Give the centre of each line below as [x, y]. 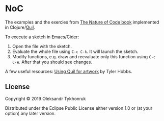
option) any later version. [30, 113]
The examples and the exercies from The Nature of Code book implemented [82, 22]
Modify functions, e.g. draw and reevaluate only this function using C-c [84, 56]
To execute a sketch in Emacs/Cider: [42, 37]
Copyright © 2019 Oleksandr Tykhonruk [45, 98]
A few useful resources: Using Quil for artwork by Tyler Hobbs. [69, 71]
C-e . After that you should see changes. [52, 62]
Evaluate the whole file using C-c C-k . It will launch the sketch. [75, 51]
